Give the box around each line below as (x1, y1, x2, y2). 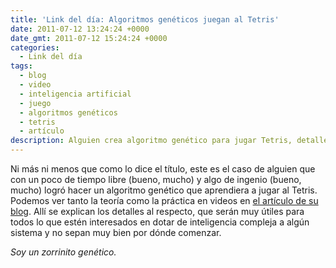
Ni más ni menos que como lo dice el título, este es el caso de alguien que (10, 163, 316, 175)
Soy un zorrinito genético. (10, 246, 117, 258)
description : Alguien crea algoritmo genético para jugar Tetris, (10, 136, 293, 146)
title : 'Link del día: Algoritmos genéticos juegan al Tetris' (10, 14, 280, 25)
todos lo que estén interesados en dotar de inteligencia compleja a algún (10, 216, 310, 228)
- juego (19, 98, 52, 108)
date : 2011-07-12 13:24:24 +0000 (10, 24, 150, 34)
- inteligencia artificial (19, 89, 132, 99)
